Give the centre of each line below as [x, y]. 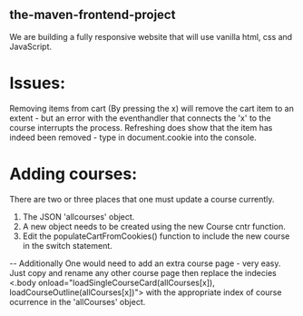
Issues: [38, 83]
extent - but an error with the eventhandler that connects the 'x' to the [140, 118]
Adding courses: [73, 174]
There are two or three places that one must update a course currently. [142, 199]
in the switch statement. [68, 245]
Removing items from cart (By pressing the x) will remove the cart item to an [152, 108]
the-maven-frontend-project [93, 15]
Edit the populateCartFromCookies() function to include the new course [156, 236]
